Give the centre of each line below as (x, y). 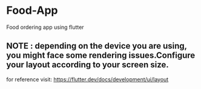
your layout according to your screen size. (88, 65)
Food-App (32, 11)
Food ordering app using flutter (45, 27)
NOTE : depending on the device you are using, (97, 46)
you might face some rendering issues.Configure (101, 56)
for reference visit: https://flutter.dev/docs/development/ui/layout (87, 79)
